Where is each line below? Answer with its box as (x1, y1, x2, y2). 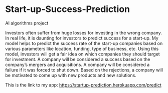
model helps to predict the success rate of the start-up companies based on (5, 40, 163, 46)
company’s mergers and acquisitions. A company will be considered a (5, 61, 150, 67)
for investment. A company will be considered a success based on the (5, 56, 150, 62)
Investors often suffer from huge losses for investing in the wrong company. (5, 29, 162, 35)
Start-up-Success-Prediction (5, 3, 130, 15)
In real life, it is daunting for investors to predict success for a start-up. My (5, 35, 159, 41)
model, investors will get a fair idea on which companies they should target (5, 51, 160, 57)
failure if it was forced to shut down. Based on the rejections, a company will (5, 66, 163, 73)
